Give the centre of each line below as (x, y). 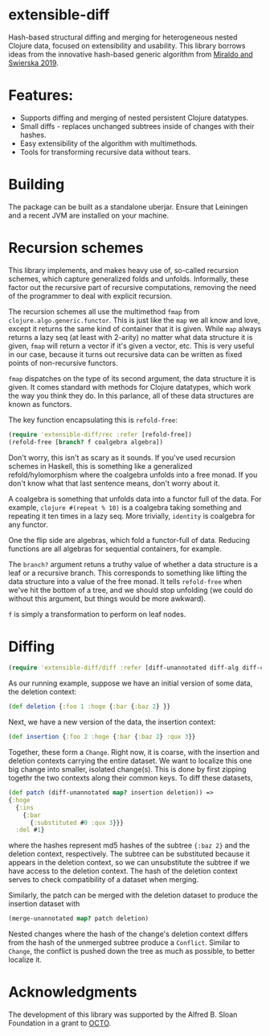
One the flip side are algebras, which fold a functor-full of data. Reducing (129, 540)
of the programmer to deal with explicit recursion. (90, 296)
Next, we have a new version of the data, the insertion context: (112, 722)
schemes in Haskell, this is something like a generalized (100, 466)
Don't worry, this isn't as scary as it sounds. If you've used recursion (122, 458)
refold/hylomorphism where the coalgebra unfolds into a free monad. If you (133, 474)
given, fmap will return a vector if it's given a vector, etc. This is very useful (131, 346)
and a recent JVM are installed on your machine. (89, 215)
